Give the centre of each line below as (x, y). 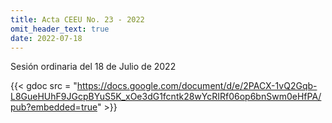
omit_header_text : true (60, 29)
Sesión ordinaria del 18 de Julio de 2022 (93, 67)
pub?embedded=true (54, 107)
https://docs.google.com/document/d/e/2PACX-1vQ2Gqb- (197, 86)
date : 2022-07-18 (46, 38)
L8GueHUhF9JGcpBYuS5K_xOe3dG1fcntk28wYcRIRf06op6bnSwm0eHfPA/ (166, 97)
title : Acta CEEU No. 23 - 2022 (77, 19)
